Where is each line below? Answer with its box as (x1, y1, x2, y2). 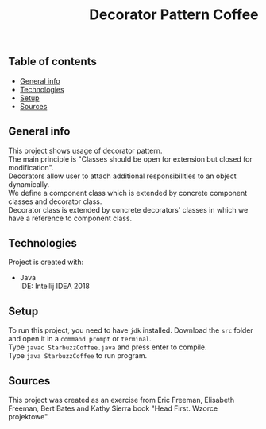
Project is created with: (8, 257, 84, 267)
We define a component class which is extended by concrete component (8, 188, 248, 197)
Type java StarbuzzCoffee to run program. (8, 351, 148, 361)
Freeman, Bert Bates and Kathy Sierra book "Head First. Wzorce (8, 404, 218, 413)
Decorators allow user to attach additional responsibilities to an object (8, 171, 237, 181)
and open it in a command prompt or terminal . (8, 334, 152, 344)
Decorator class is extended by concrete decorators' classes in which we (8, 205, 249, 214)
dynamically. (8, 179, 50, 189)
